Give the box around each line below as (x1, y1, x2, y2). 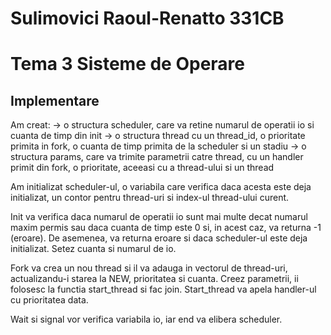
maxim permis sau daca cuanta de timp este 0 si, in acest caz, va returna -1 (10, 222, 322, 234)
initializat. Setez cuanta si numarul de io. (10, 243, 177, 255)
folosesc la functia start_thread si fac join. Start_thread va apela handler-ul (10, 283, 317, 296)
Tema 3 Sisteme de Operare (10, 53, 245, 76)
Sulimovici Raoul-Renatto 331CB (10, 7, 285, 30)
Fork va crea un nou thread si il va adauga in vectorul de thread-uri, (10, 262, 288, 274)
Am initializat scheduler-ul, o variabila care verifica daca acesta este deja (10, 181, 312, 193)
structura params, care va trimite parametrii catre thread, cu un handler (10, 151, 304, 163)
